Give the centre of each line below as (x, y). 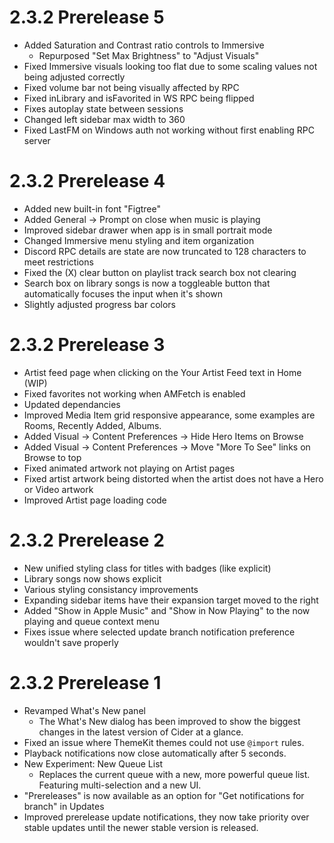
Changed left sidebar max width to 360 (104, 119)
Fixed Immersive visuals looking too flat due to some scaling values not (170, 66)
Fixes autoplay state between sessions (103, 108)
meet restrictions (58, 262)
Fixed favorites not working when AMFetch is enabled (134, 393)
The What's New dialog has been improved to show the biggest (169, 721)
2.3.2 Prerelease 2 (87, 540)
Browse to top (52, 457)
